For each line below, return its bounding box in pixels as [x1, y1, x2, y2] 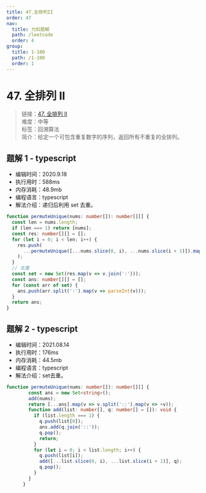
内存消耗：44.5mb [15, 356, 63, 363]
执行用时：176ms [15, 349, 59, 356]
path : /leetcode [12, 32, 53, 38]
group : [6, 44, 23, 50]
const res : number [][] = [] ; [12, 231, 86, 237]
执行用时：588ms [15, 178, 60, 186]
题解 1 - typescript [6, 153, 77, 164]
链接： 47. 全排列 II [21, 110, 67, 117]
